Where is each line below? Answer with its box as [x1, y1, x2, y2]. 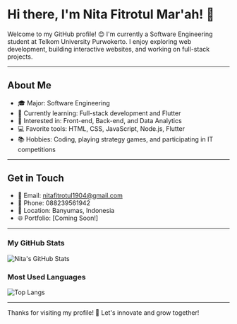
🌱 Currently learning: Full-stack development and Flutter [17, 109, 181, 117]
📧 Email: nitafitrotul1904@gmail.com [17, 191, 123, 199]
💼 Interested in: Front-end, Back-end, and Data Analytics [17, 116, 182, 125]
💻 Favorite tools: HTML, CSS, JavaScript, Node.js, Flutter [17, 124, 186, 133]
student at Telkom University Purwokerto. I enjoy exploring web [7, 37, 192, 45]
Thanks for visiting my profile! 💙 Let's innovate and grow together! [7, 308, 200, 317]
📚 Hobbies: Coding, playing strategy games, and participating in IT [17, 134, 214, 144]
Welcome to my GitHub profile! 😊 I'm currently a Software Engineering [7, 30, 213, 38]
